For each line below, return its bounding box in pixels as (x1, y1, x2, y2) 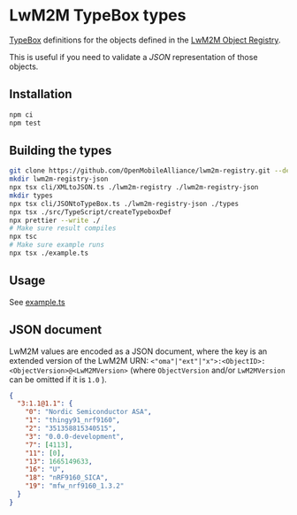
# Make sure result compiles (9, 224, 117, 233)
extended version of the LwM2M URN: (9, 355, 148, 365)
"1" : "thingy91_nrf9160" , (25, 416, 121, 425)
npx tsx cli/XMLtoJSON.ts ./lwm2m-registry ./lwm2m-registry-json (9, 183, 259, 192)
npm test (9, 119, 42, 127)
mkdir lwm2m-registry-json (9, 174, 109, 184)
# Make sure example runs (9, 241, 104, 250)
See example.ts (9, 296, 65, 307)
